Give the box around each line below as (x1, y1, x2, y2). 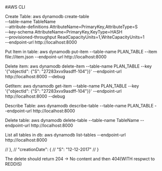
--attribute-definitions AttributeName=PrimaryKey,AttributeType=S (5, 24, 138, 30)
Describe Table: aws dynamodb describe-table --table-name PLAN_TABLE (5, 103, 154, 108)
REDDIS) (5, 161, 22, 167)
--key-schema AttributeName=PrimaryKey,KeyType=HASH (5, 29, 122, 34)
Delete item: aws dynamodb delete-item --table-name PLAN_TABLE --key (5, 63, 152, 69)
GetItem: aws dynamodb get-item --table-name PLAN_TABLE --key (5, 83, 139, 89)
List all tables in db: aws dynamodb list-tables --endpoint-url (5, 132, 126, 137)
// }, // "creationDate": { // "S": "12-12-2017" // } (5, 147, 99, 152)
